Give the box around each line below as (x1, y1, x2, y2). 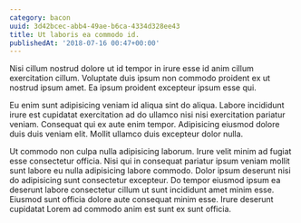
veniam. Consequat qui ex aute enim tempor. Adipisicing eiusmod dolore (9, 119, 280, 130)
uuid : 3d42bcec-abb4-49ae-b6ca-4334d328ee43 (9, 22, 180, 31)
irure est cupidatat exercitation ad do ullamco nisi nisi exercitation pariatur (9, 109, 286, 120)
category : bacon (9, 13, 71, 23)
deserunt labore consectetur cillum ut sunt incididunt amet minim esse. (9, 184, 275, 195)
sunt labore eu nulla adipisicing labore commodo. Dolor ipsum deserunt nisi (9, 165, 292, 176)
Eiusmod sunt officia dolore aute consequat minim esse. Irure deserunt (9, 194, 274, 205)
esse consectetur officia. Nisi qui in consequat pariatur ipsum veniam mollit (9, 155, 290, 167)
